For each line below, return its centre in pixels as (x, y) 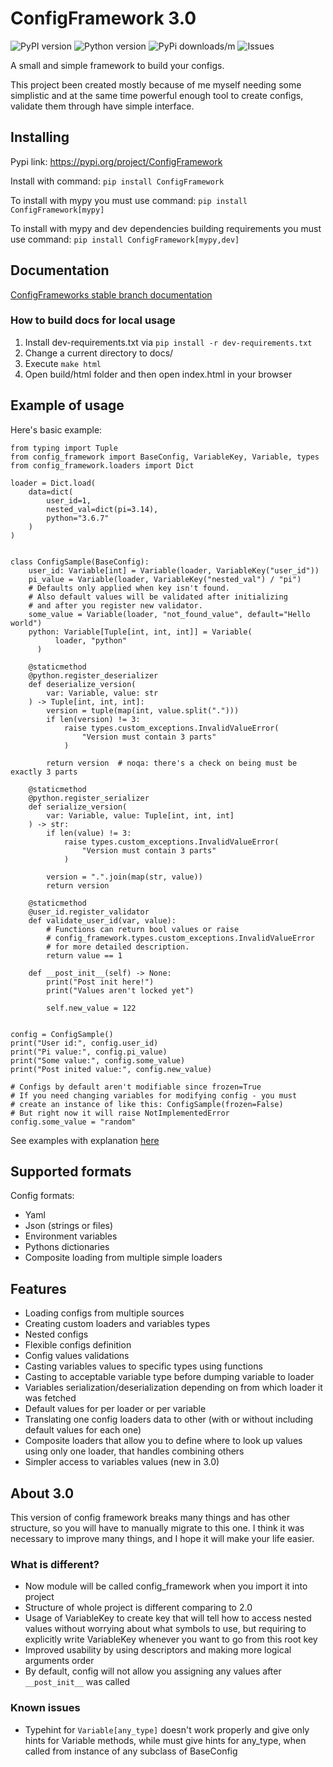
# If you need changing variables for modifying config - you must (154, 1095)
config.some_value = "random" (73, 1122)
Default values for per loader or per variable (115, 1409)
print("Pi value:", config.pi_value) (89, 1052)
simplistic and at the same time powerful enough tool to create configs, (157, 95)
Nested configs (56, 1334)
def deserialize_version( (82, 684)
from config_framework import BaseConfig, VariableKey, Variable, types (165, 457)
